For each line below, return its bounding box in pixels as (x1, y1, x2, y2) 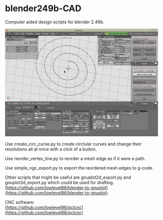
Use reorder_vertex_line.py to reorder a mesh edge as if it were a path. (5, 156, 146, 162)
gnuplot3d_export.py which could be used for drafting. (5, 180, 114, 186)
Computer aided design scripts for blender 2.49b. (5, 19, 104, 25)
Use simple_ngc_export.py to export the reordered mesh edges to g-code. (5, 165, 154, 171)
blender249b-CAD (5, 3, 81, 14)
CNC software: (5, 200, 35, 205)
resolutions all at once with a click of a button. (5, 146, 97, 152)
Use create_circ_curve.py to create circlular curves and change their (5, 141, 142, 147)
